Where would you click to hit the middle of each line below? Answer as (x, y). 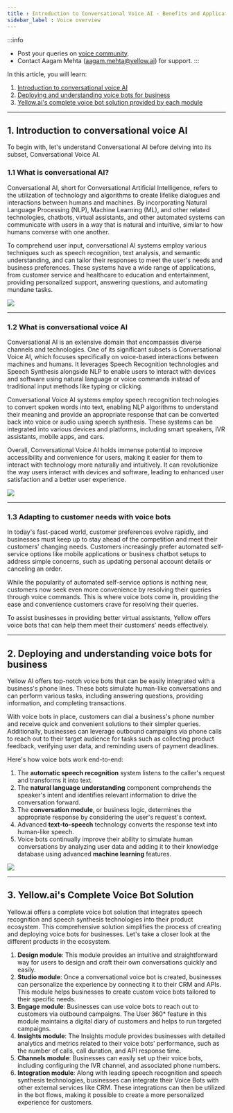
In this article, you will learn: (47, 74)
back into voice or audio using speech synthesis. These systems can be (110, 422)
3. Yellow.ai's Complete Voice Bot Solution (101, 895)
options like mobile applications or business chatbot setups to (118, 554)
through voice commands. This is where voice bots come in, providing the (113, 597)
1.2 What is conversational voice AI (68, 327)
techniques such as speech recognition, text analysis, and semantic (104, 252)
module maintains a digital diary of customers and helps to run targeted (119, 1021)
